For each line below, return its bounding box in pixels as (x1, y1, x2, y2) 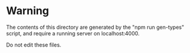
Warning (6, 4, 49, 18)
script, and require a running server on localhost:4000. (6, 29, 140, 37)
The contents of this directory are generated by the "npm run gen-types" (6, 24, 185, 31)
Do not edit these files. (6, 41, 62, 48)
